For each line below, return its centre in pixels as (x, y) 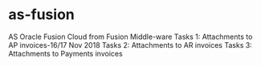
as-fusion (41, 15)
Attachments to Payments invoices (65, 53)
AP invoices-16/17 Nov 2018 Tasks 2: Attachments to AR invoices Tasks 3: (130, 45)
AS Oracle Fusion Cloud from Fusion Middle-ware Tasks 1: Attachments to (130, 37)
